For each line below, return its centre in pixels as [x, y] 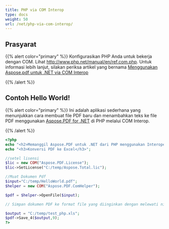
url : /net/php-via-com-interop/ [39, 24]
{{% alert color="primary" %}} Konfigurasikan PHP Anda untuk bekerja [79, 56]
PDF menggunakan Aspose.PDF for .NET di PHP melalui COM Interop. [77, 121]
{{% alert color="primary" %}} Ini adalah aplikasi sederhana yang [73, 110]
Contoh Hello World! [38, 98]
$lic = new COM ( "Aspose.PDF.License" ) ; [47, 163]
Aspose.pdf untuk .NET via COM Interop [47, 72]
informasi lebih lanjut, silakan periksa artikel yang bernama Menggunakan [81, 67]
